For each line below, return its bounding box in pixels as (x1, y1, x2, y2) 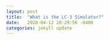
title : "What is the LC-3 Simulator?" (6, 14, 104, 20)
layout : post (6, 8, 38, 15)
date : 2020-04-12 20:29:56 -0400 (6, 19, 94, 25)
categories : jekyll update (6, 25, 72, 31)
